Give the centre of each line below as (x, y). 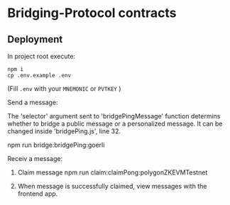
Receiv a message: (35, 159)
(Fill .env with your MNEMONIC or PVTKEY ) (65, 89)
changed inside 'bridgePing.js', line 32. (64, 131)
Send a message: (33, 102)
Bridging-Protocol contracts (92, 13)
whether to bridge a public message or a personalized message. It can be (115, 123)
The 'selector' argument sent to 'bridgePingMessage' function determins (114, 116)
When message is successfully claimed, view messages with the (112, 186)
